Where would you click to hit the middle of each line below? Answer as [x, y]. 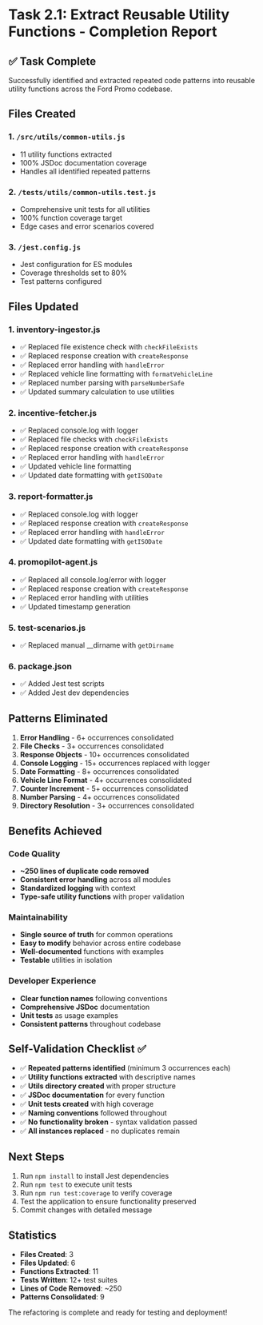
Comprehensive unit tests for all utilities [85, 209]
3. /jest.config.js [45, 247]
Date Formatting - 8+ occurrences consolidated [100, 772]
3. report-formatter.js [51, 497]
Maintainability [38, 917]
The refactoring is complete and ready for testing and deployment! [118, 1312]
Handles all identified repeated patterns [85, 171]
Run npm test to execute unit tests [76, 1184]
